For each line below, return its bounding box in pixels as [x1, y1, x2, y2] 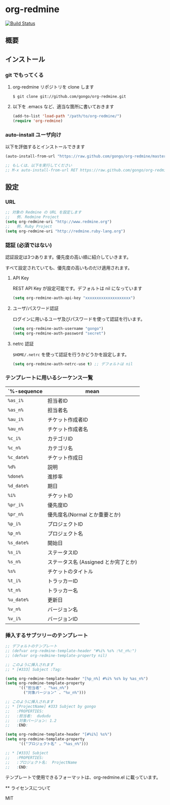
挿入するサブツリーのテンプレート [5, 631, 89, 639]
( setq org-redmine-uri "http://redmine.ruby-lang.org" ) [5, 229, 125, 234]
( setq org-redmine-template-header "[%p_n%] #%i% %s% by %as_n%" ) [5, 676, 148, 681]
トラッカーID [47, 577, 78, 584]
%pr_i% [8, 502, 24, 507]
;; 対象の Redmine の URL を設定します [5, 210, 82, 215]
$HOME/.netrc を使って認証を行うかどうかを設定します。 [12, 351, 130, 357]
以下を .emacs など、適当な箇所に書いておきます [12, 104, 114, 110]
